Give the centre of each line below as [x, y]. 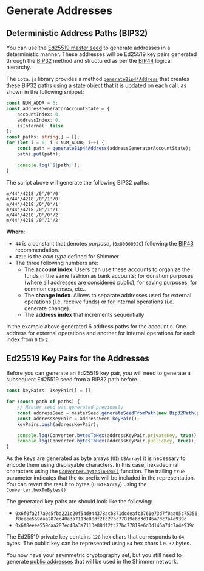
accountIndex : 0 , [39, 114]
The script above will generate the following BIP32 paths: [78, 182]
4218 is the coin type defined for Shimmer [67, 256]
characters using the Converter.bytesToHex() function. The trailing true [96, 471]
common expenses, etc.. [55, 289]
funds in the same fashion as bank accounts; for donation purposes [109, 275]
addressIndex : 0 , [39, 120]
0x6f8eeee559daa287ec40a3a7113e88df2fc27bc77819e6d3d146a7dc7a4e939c [105, 526]
